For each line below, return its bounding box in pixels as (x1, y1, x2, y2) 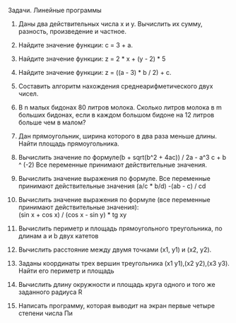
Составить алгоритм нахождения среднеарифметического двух (18, 82, 213, 90)
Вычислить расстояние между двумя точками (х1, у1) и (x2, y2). (18, 245, 212, 254)
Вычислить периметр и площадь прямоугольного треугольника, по (18, 224, 223, 233)
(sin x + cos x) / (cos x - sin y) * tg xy (18, 211, 127, 218)
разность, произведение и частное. (18, 28, 126, 35)
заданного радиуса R (18, 288, 83, 296)
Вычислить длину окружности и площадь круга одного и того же (18, 281, 216, 288)
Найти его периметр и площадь (18, 266, 114, 275)
